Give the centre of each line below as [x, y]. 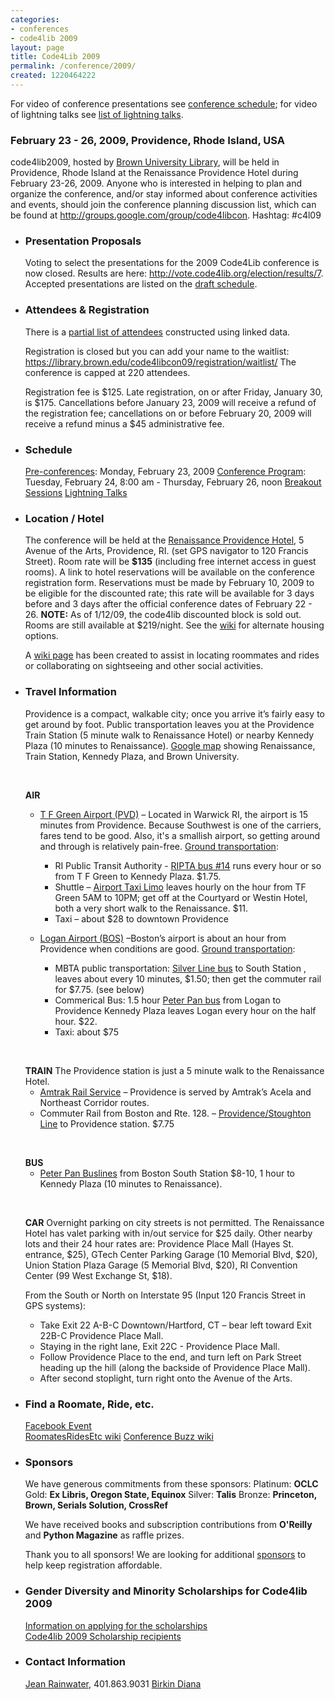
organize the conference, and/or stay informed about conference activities [164, 194]
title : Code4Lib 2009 [55, 57]
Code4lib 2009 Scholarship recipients [103, 1636]
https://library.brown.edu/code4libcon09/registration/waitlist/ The [160, 362]
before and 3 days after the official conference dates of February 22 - [168, 604]
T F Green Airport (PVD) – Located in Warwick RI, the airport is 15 [174, 814]
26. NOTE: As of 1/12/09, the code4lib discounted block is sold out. [163, 615]
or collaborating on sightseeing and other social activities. [144, 666]
